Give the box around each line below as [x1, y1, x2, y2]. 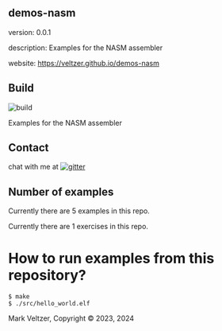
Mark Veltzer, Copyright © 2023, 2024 [8, 313, 135, 323]
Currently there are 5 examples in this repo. [8, 206, 151, 216]
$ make [8, 293, 30, 301]
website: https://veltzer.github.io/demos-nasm [8, 58, 160, 68]
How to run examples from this [8, 250, 215, 267]
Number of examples [8, 185, 114, 198]
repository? [8, 267, 87, 285]
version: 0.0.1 [8, 27, 52, 37]
